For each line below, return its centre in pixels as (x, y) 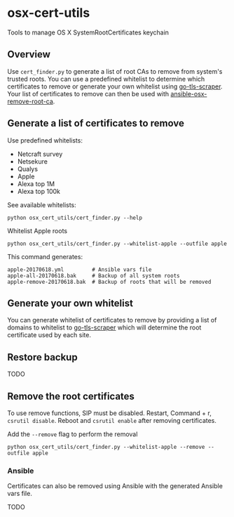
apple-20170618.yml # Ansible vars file (80, 269)
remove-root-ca (30, 101)
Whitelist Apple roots (37, 230)
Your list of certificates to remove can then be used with (88, 93)
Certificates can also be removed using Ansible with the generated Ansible (115, 486)
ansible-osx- (189, 93)
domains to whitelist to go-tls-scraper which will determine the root (104, 327)
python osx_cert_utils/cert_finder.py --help (75, 218)
